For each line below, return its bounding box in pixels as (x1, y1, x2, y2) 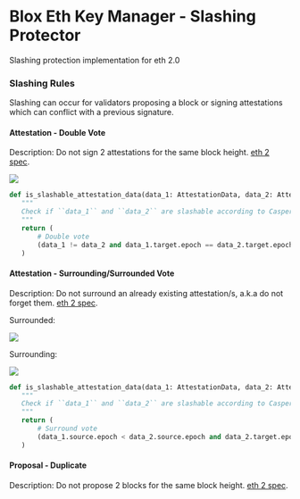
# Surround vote (37, 424, 98, 434)
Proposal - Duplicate (9, 460, 87, 470)
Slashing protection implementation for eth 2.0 (9, 54, 180, 65)
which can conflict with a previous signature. (9, 107, 174, 118)
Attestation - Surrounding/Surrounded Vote (9, 268, 175, 279)
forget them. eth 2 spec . (9, 297, 98, 308)
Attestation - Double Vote (9, 127, 106, 137)
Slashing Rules (9, 77, 76, 89)
